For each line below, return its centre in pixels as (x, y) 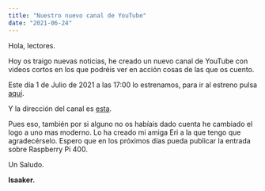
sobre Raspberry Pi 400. (48, 149)
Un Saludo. (26, 164)
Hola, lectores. (32, 45)
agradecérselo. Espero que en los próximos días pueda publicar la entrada (129, 140)
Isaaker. (22, 180)
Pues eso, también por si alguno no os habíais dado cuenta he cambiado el (131, 124)
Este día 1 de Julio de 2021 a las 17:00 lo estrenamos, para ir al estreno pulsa (133, 85)
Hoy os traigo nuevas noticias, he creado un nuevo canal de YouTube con (128, 61)
